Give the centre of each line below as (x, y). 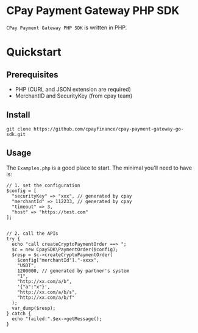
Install (18, 115)
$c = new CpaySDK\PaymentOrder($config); (65, 249)
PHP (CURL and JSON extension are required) (73, 89)
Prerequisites (32, 75)
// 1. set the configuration (43, 185)
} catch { (19, 313)
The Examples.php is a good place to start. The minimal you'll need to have (99, 168)
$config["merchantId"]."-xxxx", (58, 260)
